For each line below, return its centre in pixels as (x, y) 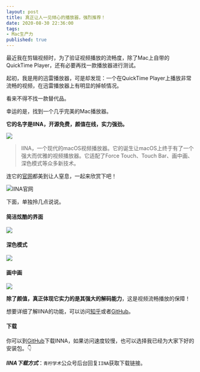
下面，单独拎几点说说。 (35, 202)
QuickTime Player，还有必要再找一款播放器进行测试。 (73, 65)
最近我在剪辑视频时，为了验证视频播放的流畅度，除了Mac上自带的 (88, 58)
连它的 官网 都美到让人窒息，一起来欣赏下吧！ (62, 176)
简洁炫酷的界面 (25, 216)
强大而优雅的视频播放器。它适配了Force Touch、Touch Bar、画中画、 (107, 156)
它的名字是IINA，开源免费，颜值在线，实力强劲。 (67, 124)
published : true (26, 40)
